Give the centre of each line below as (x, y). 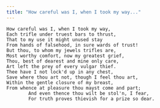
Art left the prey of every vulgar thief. (61, 66)
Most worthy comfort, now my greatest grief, (65, 56)
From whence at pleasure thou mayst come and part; (74, 88)
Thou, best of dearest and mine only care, (63, 61)
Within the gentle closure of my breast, (60, 83)
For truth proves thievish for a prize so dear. (92, 99)
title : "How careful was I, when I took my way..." (74, 12)
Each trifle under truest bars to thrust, (61, 34)
